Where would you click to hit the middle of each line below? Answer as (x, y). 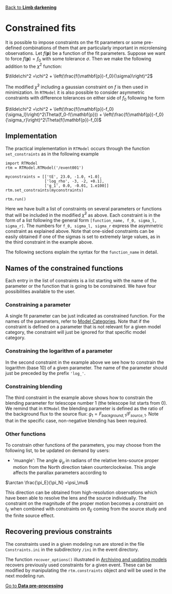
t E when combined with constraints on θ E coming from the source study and (86, 509)
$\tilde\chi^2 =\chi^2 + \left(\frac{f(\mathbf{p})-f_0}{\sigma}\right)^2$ (79, 76)
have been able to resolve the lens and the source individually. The (76, 498)
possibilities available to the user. (40, 291)
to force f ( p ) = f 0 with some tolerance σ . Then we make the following (78, 59)
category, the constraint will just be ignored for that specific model (76, 332)
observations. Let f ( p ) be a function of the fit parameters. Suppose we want (85, 53)
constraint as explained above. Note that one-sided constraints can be (80, 231)
